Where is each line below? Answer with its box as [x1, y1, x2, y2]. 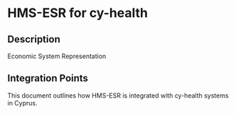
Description [7, 33, 60, 45]
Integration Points [7, 72, 89, 84]
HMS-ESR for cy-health [7, 5, 148, 21]
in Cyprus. [7, 98, 38, 107]
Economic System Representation [7, 52, 107, 60]
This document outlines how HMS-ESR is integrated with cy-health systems [7, 91, 229, 100]
